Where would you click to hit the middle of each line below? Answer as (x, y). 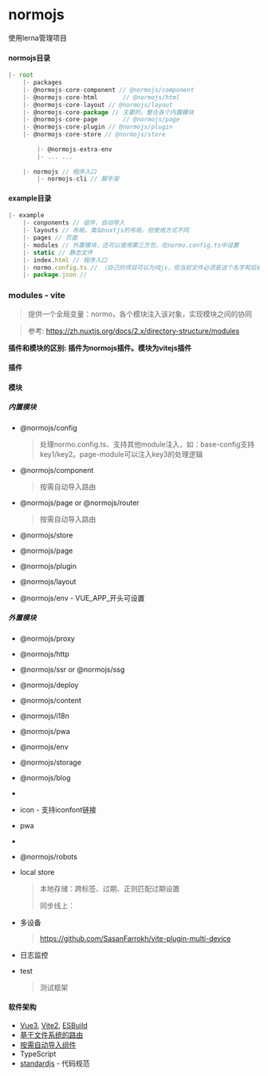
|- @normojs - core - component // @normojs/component (108, 89)
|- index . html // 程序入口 (65, 260)
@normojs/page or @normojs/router (79, 502)
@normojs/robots (49, 856)
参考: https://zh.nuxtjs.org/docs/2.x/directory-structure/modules (134, 331)
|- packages (42, 83)
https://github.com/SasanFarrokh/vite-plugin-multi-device (135, 938)
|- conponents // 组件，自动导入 (74, 223)
